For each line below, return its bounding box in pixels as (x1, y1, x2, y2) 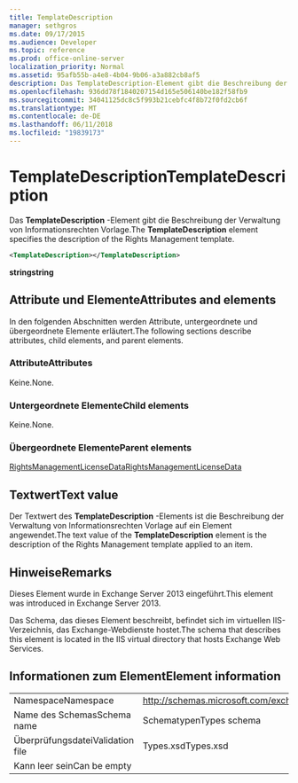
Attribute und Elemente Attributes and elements (9, 293, 277, 308)
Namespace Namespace (13, 693, 114, 706)
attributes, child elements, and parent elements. (9, 334, 184, 346)
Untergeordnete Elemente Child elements (9, 399, 189, 411)
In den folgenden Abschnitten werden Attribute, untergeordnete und (9, 316, 258, 326)
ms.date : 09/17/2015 (9, 29, 86, 38)
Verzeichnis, (9, 624, 55, 635)
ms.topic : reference (9, 46, 86, 55)
